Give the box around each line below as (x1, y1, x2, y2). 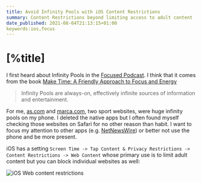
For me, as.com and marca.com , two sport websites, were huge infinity (6, 108, 183, 115)
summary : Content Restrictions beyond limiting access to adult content (6, 14, 193, 20)
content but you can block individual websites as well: (6, 158, 140, 165)
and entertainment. (21, 96, 69, 103)
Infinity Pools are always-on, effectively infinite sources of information (21, 90, 196, 97)
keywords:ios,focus (6, 25, 55, 32)
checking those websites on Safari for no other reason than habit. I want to (6, 121, 192, 128)
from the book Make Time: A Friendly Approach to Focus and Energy (6, 78, 177, 85)
